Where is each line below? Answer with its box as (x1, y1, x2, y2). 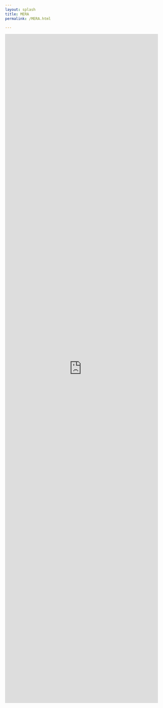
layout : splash (5, 7, 36, 12)
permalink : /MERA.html (5, 16, 51, 21)
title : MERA (5, 12, 29, 17)
